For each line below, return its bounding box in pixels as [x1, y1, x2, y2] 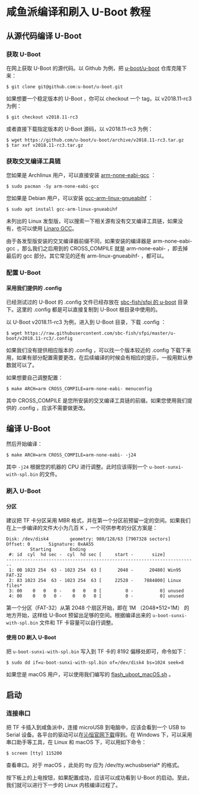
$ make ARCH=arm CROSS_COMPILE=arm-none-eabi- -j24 [6, 452, 136, 458]
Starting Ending [30, 547, 86, 552]
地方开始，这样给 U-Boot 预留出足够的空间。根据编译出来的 [6, 612, 152, 619]
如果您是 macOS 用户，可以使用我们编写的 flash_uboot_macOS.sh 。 [6, 671, 174, 678]
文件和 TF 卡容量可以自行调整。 [39, 619, 117, 626]
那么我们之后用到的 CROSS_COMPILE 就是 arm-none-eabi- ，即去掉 [21, 245, 188, 252]
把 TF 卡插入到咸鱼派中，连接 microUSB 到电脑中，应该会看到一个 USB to [6, 724, 185, 731]
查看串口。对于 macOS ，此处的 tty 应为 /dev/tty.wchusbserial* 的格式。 [6, 761, 182, 769]
